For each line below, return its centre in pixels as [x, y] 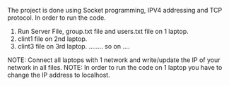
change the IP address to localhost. [59, 75]
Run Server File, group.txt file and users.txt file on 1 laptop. [103, 31]
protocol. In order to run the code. [57, 18]
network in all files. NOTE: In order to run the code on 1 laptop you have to [115, 67]
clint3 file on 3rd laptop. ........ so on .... [74, 46]
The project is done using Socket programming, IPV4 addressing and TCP [115, 10]
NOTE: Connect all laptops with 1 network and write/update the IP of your [114, 60]
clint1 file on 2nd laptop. [52, 39]
